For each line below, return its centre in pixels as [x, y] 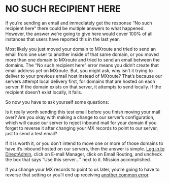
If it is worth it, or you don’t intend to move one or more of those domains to [84, 143]
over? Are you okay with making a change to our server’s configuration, [80, 117]
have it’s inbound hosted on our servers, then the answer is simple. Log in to [85, 148]
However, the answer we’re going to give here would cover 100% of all [79, 34]
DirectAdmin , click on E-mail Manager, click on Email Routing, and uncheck [84, 154]
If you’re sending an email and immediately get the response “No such [79, 23]
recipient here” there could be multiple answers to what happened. [75, 28]
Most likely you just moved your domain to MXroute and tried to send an [81, 49]
